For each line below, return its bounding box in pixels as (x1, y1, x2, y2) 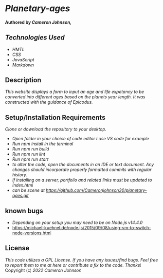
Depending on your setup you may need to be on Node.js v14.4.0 (12, 220, 143, 225)
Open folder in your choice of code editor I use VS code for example (12, 136, 149, 142)
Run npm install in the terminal (12, 141, 73, 147)
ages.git (12, 193, 29, 199)
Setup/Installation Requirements (5, 113, 106, 122)
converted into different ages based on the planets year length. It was (5, 94, 145, 100)
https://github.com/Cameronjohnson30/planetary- (46, 187, 147, 193)
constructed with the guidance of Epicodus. (5, 99, 93, 105)
